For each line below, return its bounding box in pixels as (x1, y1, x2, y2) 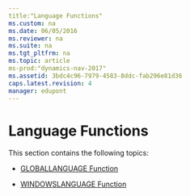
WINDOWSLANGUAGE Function (19, 179, 127, 190)
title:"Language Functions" (8, 11, 103, 20)
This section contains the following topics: (8, 148, 150, 158)
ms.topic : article (8, 57, 70, 65)
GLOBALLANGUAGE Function (19, 164, 119, 173)
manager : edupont (8, 86, 67, 95)
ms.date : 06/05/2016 (8, 27, 78, 35)
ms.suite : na (8, 42, 53, 50)
